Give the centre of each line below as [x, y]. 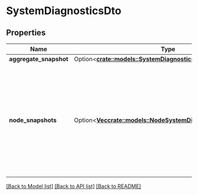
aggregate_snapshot [39, 59]
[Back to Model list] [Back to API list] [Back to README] [74, 186]
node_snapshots [33, 120]
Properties [26, 33]
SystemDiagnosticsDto [64, 11]
